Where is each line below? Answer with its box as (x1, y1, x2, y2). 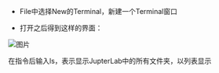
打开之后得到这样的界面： (19, 23, 103, 33)
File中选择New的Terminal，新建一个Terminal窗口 (19, 7, 178, 16)
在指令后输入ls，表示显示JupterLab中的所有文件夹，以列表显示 (8, 57, 212, 65)
